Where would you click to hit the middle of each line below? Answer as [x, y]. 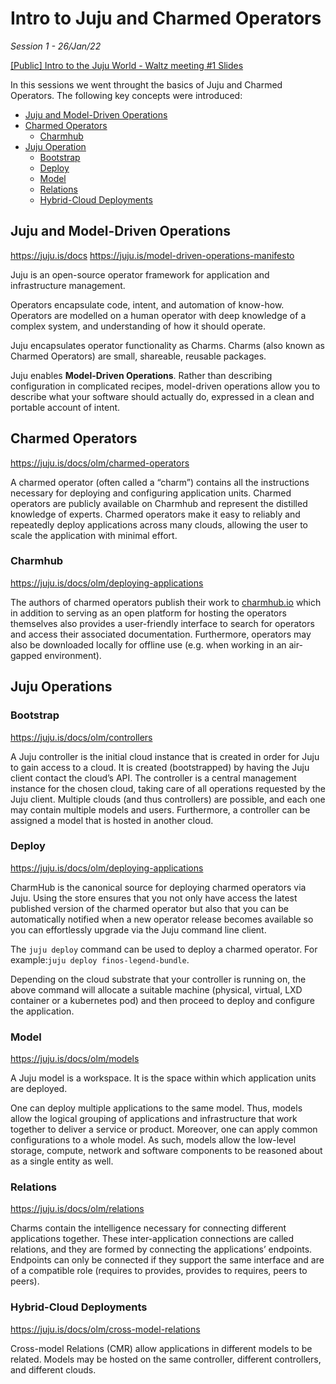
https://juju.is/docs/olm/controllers [81, 737]
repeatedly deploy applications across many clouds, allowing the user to [159, 524]
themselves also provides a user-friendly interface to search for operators [162, 623]
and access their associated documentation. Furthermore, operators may [161, 634]
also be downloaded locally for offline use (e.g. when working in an [148, 644]
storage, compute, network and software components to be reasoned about [166, 1151]
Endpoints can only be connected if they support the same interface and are [167, 1260]
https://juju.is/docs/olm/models [75, 1059]
